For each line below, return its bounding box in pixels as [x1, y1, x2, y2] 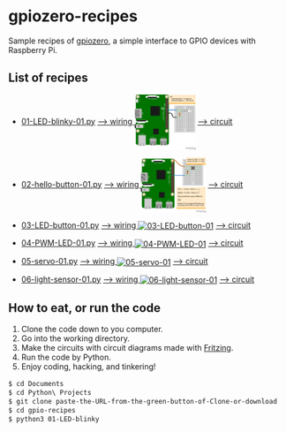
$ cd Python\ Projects [8, 389, 92, 398]
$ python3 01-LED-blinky [8, 415, 100, 424]
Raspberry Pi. [8, 44, 58, 55]
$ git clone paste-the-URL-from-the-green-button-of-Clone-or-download [8, 398, 277, 406]
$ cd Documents [8, 380, 64, 389]
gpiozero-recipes [8, 6, 139, 27]
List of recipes [8, 71, 89, 86]
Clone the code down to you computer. [20, 324, 164, 335]
